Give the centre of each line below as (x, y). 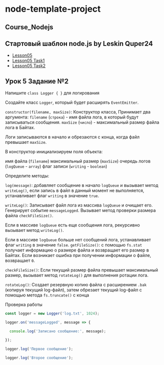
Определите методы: (27, 176)
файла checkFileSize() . (29, 216)
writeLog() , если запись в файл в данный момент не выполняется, (75, 191)
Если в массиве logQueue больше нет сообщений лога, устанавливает (78, 240)
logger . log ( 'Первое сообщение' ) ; (39, 349)
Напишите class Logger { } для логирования (52, 93)
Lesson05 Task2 (29, 66)
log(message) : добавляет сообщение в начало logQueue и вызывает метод (82, 185)
